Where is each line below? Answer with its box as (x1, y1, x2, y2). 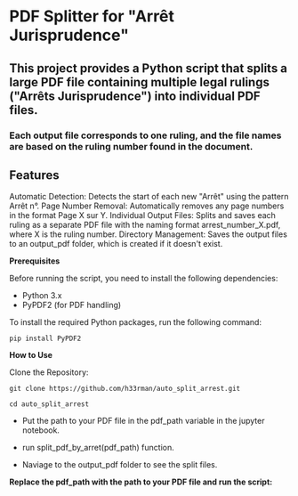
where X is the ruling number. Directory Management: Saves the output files (9, 229, 287, 240)
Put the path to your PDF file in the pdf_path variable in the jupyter (21, 416, 265, 427)
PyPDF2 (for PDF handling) (21, 300, 122, 311)
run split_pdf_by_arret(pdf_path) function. (21, 443, 175, 453)
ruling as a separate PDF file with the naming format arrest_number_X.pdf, (9, 220, 281, 231)
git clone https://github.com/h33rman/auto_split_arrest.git (9, 385, 241, 394)
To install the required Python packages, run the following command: (9, 317, 262, 328)
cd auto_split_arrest (9, 400, 90, 409)
